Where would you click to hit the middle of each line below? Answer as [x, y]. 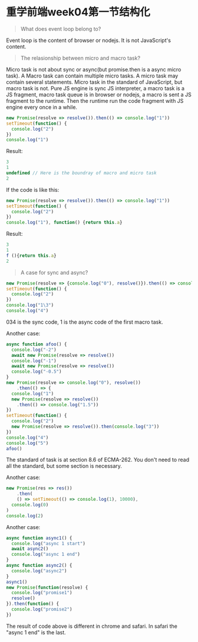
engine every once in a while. [42, 107]
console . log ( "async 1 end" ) [46, 555]
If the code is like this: [33, 190]
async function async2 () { [39, 566]
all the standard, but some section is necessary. [64, 466]
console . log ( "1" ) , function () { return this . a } [64, 223]
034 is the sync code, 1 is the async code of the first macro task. [85, 322]
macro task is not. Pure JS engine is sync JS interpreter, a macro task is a [95, 88]
